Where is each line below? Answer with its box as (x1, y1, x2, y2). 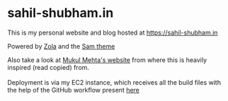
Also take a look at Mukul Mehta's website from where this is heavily (7, 55, 207, 64)
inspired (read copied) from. (7, 63, 90, 71)
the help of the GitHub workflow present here (7, 85, 140, 94)
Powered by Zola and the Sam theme (7, 42, 115, 50)
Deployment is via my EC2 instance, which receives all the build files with (7, 78, 222, 86)
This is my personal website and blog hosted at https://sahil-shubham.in (7, 28, 218, 37)
